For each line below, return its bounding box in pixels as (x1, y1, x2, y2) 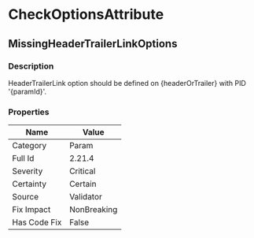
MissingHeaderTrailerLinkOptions (8, 37, 178, 50)
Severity (12, 165, 43, 177)
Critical (69, 165, 96, 177)
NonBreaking (69, 204, 118, 215)
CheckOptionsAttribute (8, 6, 164, 24)
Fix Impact (12, 204, 51, 215)
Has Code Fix (12, 217, 62, 228)
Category (12, 140, 47, 151)
